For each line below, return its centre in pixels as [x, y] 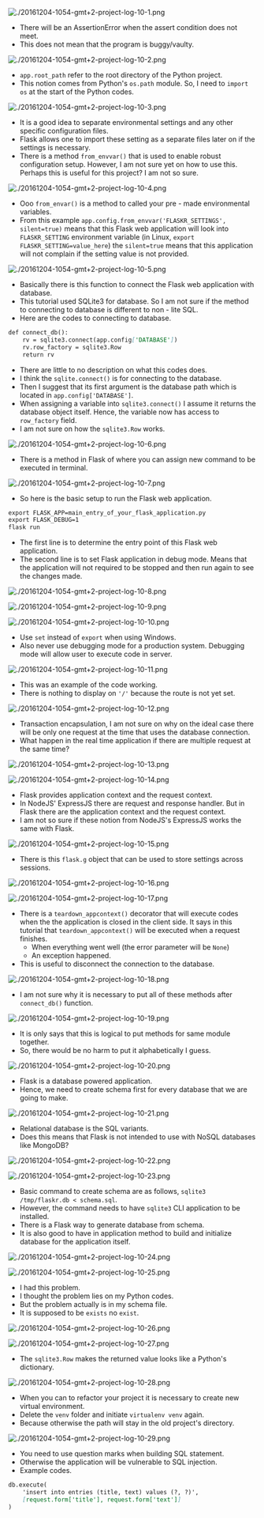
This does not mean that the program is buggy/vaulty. [107, 44]
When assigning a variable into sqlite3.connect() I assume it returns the [138, 403]
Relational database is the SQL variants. [84, 1129]
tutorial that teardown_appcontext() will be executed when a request [130, 931]
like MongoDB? [44, 1146]
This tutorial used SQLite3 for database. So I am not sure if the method [134, 301]
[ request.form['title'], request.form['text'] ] [102, 1499]
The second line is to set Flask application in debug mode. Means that [133, 559]
